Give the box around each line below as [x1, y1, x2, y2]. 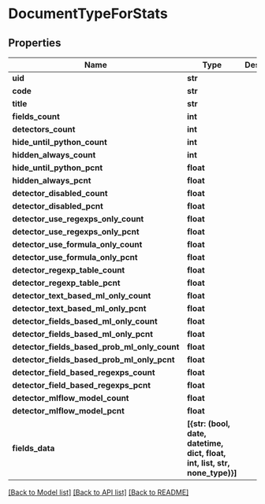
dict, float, [186, 448, 226, 458]
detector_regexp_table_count [12, 265, 125, 276]
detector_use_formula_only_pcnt [12, 252, 138, 262]
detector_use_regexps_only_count [12, 213, 144, 224]
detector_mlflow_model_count [12, 393, 129, 403]
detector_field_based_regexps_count [12, 367, 155, 378]
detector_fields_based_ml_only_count [12, 316, 158, 327]
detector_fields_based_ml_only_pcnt [12, 328, 154, 339]
